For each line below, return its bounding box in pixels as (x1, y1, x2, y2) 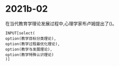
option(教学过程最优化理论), (5, 41, 60, 46)
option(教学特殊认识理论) (5, 52, 54, 57)
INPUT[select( (5, 30, 36, 36)
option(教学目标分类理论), (5, 36, 56, 41)
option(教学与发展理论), (5, 47, 52, 52)
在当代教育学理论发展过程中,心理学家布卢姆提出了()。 (5, 20, 117, 26)
